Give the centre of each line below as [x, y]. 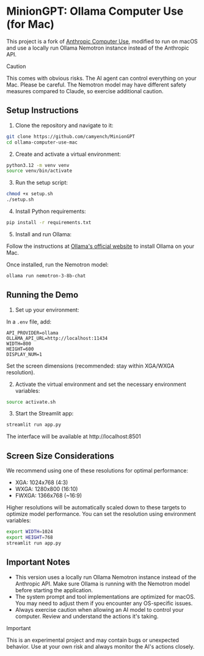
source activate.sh [31, 402]
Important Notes [38, 562]
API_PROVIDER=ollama [33, 333]
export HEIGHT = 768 [30, 538]
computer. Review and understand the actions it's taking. [87, 616]
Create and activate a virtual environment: [68, 154]
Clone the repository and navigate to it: [64, 125]
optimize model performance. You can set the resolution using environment [101, 514]
